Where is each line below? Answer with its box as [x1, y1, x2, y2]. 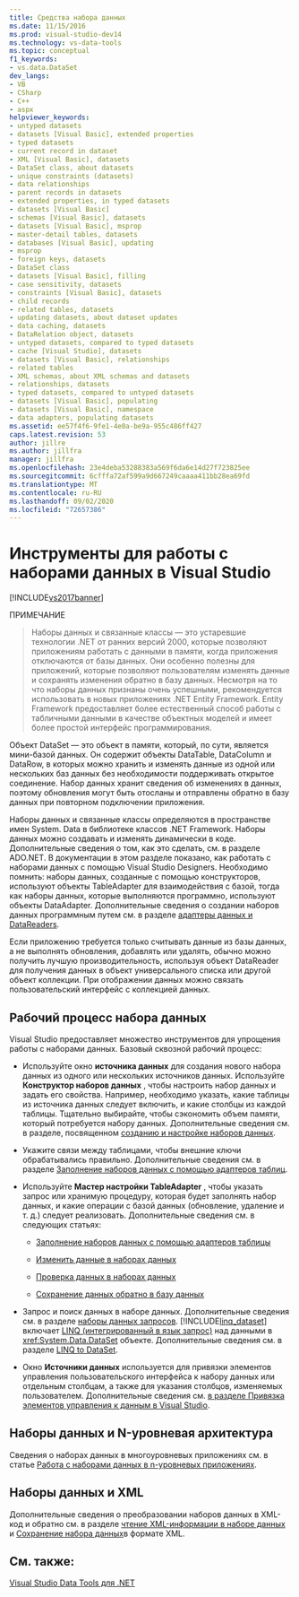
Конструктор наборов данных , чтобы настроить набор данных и [21, 1080, 276, 1090]
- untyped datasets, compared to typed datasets [9, 338, 194, 347]
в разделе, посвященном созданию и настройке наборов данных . [21, 1127, 276, 1138]
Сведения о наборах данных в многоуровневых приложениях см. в [9, 1449, 269, 1460]
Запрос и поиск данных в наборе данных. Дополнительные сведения [21, 1306, 289, 1316]
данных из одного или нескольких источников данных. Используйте [21, 1071, 285, 1081]
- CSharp [9, 88, 42, 97]
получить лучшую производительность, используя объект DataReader [9, 956, 279, 967]
